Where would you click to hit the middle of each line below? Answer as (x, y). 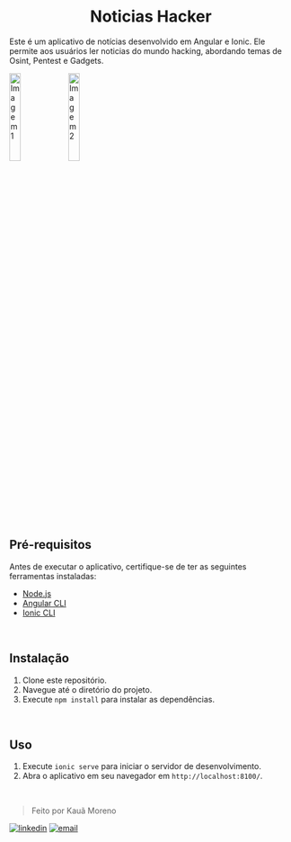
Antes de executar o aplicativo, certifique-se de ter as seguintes (128, 566)
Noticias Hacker (151, 17)
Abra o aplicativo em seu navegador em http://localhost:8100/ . (142, 776)
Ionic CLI (39, 613)
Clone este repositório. (65, 680)
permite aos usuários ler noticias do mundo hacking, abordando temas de (146, 50)
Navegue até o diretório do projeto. (87, 689)
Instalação (40, 658)
